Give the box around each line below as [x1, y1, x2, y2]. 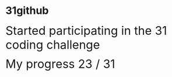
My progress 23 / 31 [5, 56, 115, 71]
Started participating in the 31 [5, 23, 167, 38]
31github [5, 4, 49, 17]
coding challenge [5, 37, 100, 52]
